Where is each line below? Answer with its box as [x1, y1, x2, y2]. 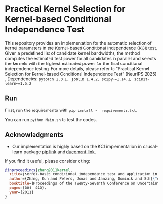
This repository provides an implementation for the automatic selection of [5, 40, 152, 46]
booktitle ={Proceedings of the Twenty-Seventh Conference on [9, 181, 136, 186]
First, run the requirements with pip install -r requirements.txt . [5, 107, 138, 113]
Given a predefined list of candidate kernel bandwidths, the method [5, 50, 140, 56]
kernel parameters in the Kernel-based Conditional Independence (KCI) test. [5, 45, 158, 51]
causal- [143, 143, 158, 149]
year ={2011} [9, 190, 34, 195]
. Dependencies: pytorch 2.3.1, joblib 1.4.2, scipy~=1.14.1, [5, 76, 132, 82]
